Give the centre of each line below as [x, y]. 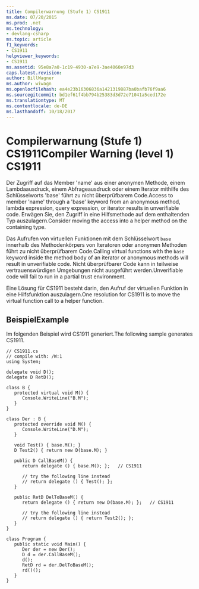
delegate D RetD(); [30, 377]
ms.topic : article [29, 39]
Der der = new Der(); [49, 550]
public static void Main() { [50, 544]
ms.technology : [25, 28]
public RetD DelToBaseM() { [49, 497]
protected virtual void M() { [51, 393]
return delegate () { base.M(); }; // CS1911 [82, 466]
